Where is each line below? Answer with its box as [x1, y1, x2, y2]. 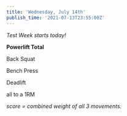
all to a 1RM [6, 90, 35, 98]
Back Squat [6, 55, 35, 62]
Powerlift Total [6, 43, 45, 51]
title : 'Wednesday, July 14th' [6, 9, 86, 15]
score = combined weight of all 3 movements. [6, 102, 122, 110]
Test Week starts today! [6, 31, 67, 38]
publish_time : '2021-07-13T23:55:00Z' [6, 15, 105, 21]
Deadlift [6, 79, 26, 86]
